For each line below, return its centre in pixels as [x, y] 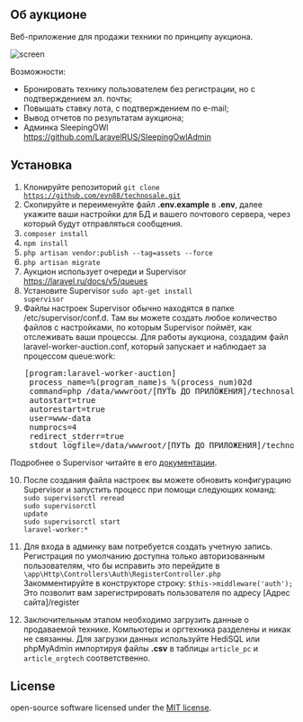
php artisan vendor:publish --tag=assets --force [118, 253]
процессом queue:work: [69, 356]
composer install [56, 233]
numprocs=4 [53, 427]
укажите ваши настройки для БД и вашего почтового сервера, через [157, 214]
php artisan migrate [62, 262]
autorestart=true [67, 409]
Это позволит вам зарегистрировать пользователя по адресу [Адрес [156, 592]
